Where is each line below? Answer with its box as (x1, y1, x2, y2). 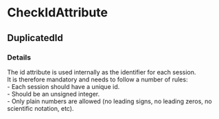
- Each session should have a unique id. (7, 82, 120, 90)
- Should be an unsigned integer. (7, 90, 100, 98)
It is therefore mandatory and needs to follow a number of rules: (7, 75, 188, 83)
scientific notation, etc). (7, 104, 74, 112)
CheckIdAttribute (7, 5, 108, 21)
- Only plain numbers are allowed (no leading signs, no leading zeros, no (7, 97, 212, 105)
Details (7, 53, 32, 62)
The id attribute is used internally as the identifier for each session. (7, 68, 196, 76)
